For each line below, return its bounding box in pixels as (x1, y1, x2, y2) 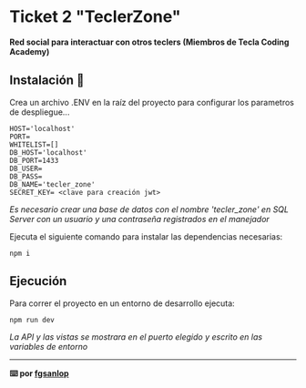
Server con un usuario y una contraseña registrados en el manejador (9, 213, 270, 224)
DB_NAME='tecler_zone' (9, 179, 96, 189)
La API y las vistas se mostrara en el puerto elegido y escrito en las (9, 331, 262, 342)
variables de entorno (9, 341, 88, 352)
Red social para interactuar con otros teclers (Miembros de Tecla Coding (9, 36, 290, 47)
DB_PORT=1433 (9, 156, 59, 165)
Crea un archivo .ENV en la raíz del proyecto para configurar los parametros (9, 97, 294, 107)
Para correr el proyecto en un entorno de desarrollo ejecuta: (9, 298, 235, 309)
